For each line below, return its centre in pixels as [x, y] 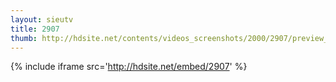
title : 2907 [35, 29]
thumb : [24, 38]
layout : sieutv [42, 19]
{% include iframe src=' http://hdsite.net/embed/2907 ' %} [129, 67]
